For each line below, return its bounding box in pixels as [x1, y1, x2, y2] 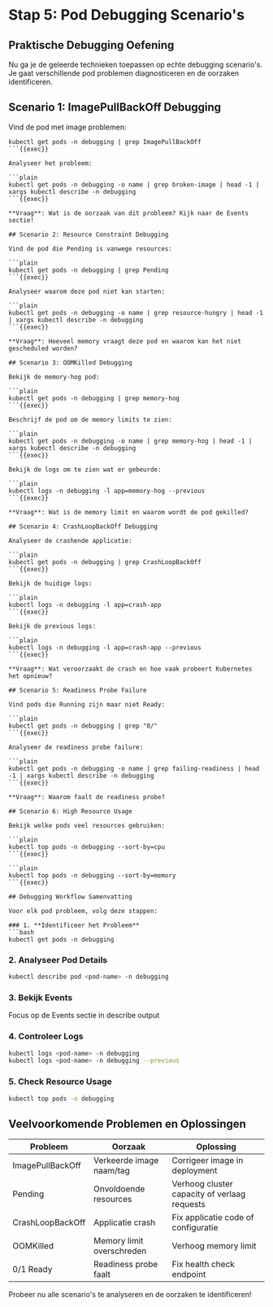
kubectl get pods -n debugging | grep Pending [8, 266, 169, 274]
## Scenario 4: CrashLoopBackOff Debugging [8, 522, 158, 531]
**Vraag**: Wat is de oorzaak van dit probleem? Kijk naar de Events [8, 209, 249, 217]
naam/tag [93, 1165, 130, 1177]
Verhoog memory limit [171, 1240, 257, 1252]
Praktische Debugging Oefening [8, 38, 175, 52]
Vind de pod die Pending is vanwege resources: [8, 244, 173, 253]
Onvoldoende [93, 1183, 145, 1195]
